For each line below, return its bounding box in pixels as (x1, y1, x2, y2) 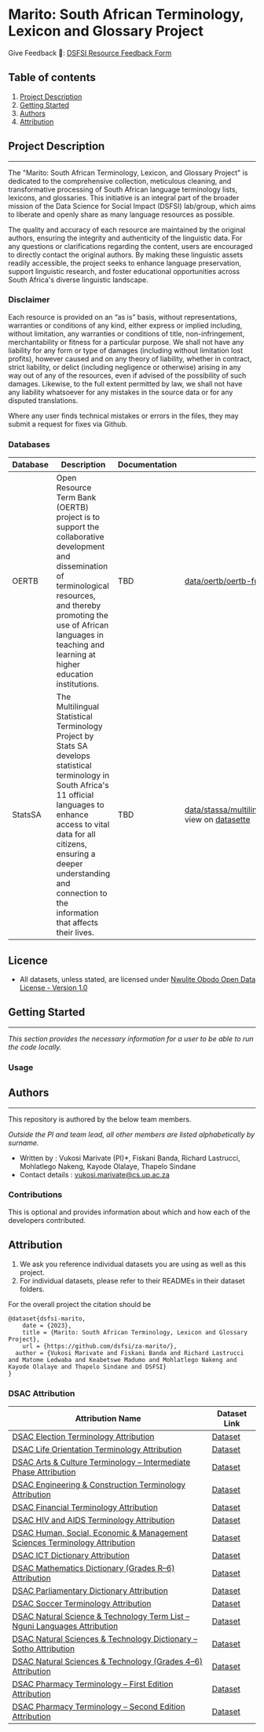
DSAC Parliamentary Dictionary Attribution (12, 1585, 169, 1596)
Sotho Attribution (12, 1643, 75, 1654)
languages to (56, 800, 104, 811)
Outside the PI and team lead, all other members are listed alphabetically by (8, 1130, 255, 1139)
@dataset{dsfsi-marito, (8, 1314, 86, 1323)
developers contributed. (8, 1215, 86, 1225)
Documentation (117, 460, 178, 471)
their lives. (56, 927, 94, 938)
